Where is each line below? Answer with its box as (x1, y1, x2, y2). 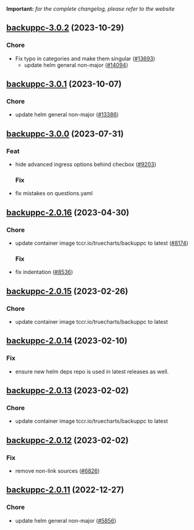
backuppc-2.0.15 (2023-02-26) (6, 286, 129, 296)
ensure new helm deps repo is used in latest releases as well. (15, 368, 169, 375)
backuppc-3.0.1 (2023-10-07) (6, 79, 122, 89)
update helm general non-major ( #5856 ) (15, 517, 117, 524)
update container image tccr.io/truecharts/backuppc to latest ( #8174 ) (15, 240, 189, 247)
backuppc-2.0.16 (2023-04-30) (6, 207, 130, 218)
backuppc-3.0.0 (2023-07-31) (6, 128, 124, 139)
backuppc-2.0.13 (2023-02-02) (6, 386, 129, 396)
